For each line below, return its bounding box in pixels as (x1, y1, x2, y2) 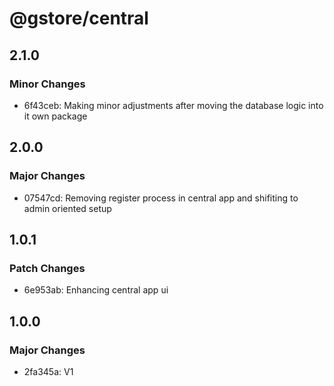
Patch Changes (9, 261, 86, 275)
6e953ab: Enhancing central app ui (23, 284, 169, 296)
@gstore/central (9, 7, 149, 30)
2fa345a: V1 (23, 365, 74, 377)
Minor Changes (9, 77, 86, 91)
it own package (23, 110, 88, 122)
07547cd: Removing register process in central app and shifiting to (23, 192, 299, 204)
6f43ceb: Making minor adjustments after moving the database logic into (23, 99, 324, 111)
